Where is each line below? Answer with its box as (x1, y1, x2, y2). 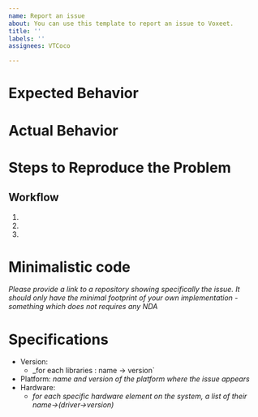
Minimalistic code (8, 257, 131, 276)
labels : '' (8, 34, 45, 43)
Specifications (8, 330, 109, 349)
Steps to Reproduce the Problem (8, 158, 231, 177)
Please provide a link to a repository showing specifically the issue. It (8, 285, 241, 294)
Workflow (8, 191, 59, 204)
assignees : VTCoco (8, 42, 71, 50)
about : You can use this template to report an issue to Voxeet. (8, 19, 234, 28)
